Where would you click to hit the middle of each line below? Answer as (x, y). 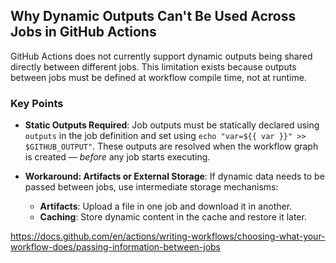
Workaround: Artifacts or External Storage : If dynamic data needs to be (174, 176)
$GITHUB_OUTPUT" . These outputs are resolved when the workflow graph (171, 146)
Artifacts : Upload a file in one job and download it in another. (166, 206)
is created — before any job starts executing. (117, 157)
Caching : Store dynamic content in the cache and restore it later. (173, 217)
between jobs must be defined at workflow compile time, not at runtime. (158, 77)
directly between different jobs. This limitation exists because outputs (153, 66)
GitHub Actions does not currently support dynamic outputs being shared (161, 56)
